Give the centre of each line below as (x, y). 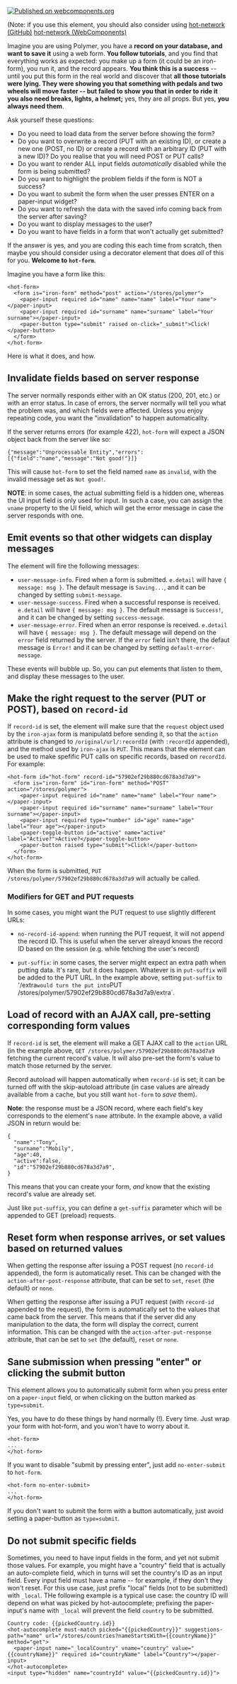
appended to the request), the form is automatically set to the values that (114, 1309)
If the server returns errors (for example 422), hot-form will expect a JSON (116, 432)
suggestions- (203, 1629)
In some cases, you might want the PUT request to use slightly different (111, 912)
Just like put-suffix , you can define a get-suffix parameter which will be (115, 1208)
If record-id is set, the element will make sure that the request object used (116, 726)
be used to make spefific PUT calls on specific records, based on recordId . (117, 757)
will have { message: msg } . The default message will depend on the (117, 632)
